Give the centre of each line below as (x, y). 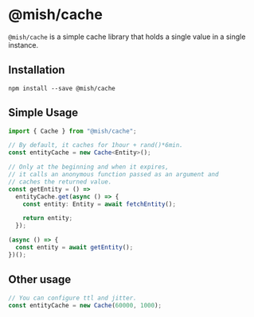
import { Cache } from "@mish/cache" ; (72, 131)
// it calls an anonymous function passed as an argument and (113, 175)
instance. (23, 44)
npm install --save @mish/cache (62, 88)
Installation (37, 70)
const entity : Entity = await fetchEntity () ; (100, 204)
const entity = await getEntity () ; (74, 248)
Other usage (40, 280)
